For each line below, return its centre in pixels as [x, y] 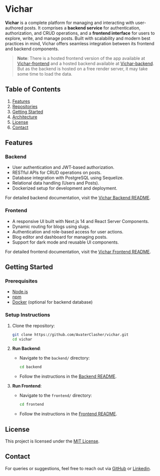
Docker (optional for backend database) [52, 302]
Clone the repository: [34, 326]
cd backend [31, 367]
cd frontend [32, 405]
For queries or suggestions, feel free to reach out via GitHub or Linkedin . [78, 468]
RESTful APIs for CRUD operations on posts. [57, 172]
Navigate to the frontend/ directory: [56, 395]
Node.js [20, 292]
